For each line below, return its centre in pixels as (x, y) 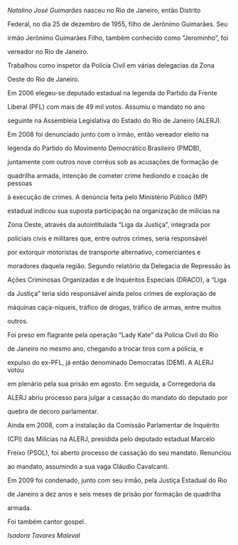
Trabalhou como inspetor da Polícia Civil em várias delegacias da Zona (111, 65)
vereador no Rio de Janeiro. (48, 52)
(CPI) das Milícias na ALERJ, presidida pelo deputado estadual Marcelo (111, 439)
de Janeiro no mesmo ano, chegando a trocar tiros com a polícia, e (106, 349)
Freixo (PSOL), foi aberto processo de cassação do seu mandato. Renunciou (119, 453)
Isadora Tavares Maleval (44, 535)
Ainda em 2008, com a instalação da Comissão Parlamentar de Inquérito (114, 425)
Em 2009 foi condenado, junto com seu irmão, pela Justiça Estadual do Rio (117, 480)
